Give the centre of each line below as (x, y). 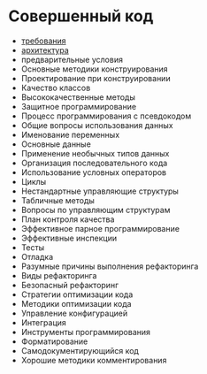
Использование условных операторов (94, 172)
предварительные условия (72, 59)
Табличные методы (57, 200)
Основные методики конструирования (95, 69)
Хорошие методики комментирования (94, 360)
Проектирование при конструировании (96, 78)
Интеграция (44, 322)
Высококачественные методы (78, 97)
